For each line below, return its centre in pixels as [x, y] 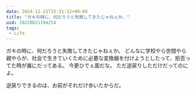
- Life [17, 33]
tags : [13, 28]
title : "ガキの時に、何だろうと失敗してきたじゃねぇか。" [68, 17]
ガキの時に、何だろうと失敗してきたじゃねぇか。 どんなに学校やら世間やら [96, 51]
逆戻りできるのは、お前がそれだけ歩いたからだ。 [65, 85]
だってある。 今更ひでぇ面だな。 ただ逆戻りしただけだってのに [113, 66]
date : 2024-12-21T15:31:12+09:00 [47, 11]
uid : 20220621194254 [31, 22]
